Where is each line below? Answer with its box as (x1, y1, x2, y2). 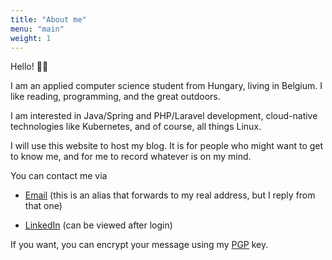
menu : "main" (10, 24, 65, 34)
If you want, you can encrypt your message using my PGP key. (10, 239, 269, 251)
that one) (24, 200, 63, 212)
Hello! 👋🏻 (10, 61, 49, 73)
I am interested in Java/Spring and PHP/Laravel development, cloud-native (10, 110, 318, 122)
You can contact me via (10, 170, 108, 182)
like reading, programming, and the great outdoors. (10, 91, 221, 103)
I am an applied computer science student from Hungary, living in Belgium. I (10, 80, 323, 92)
